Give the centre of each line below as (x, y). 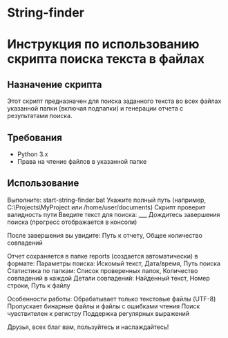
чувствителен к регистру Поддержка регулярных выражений (98, 313)
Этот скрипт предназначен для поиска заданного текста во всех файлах (114, 101)
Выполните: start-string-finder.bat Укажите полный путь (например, (106, 200)
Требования (35, 137)
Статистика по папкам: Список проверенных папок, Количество (103, 270)
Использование (43, 184)
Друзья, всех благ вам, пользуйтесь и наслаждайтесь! (88, 327)
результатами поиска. (40, 116)
